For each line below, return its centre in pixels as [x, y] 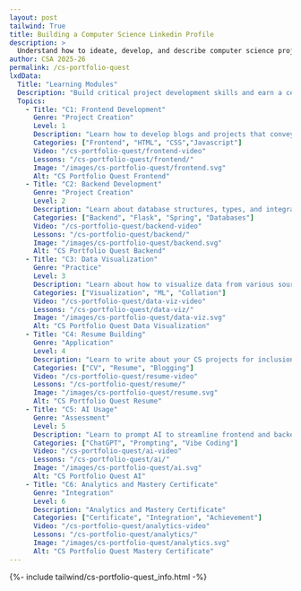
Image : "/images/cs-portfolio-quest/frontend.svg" [129, 168]
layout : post [34, 17]
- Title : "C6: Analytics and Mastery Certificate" [122, 484]
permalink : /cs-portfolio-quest [69, 68]
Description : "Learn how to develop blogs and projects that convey [163, 135]
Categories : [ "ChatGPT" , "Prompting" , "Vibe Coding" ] [136, 443]
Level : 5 [49, 426]
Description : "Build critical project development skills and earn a [150, 92]
